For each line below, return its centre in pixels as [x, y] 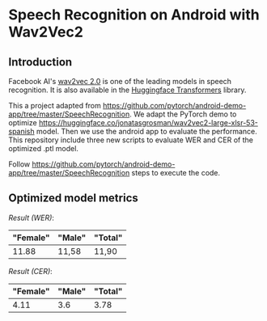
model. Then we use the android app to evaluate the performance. [146, 131]
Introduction [40, 62]
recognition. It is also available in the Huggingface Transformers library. [127, 90]
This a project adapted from [55, 106]
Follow [19, 164]
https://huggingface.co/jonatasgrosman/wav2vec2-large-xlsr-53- [149, 122]
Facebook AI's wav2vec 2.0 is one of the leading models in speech [120, 81]
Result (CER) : [30, 271]
